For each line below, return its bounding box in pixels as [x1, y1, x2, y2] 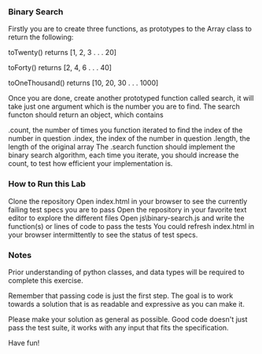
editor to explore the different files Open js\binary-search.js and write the [8, 213, 245, 223]
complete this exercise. [8, 275, 84, 285]
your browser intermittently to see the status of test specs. [8, 230, 198, 239]
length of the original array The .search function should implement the [8, 142, 236, 152]
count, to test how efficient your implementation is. [8, 159, 173, 168]
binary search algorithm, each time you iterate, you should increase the [8, 150, 239, 160]
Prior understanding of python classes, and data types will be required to [8, 267, 245, 277]
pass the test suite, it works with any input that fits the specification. [8, 323, 230, 332]
